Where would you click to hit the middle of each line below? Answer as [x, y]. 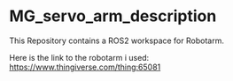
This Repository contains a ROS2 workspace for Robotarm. [116, 40]
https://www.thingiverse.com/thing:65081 [85, 67]
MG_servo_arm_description [113, 16]
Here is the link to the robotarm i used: [79, 57]
